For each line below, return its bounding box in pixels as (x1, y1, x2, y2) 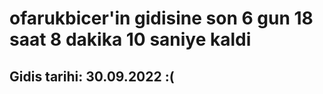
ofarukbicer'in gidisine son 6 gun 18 (9, 7, 314, 30)
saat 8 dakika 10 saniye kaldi (9, 28, 252, 51)
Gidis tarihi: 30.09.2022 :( (9, 68, 175, 85)
